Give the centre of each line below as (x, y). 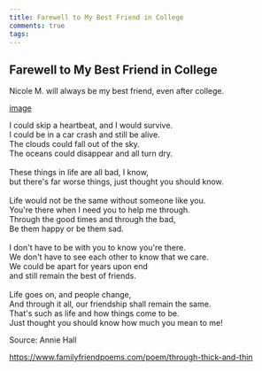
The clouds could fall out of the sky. (74, 144)
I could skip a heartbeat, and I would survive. (91, 126)
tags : (19, 34)
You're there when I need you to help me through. (100, 210)
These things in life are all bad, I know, (79, 173)
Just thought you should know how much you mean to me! (116, 323)
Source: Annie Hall (43, 340)
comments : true (37, 26)
